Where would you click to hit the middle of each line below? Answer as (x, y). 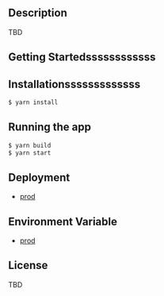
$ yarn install (33, 102)
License (28, 265)
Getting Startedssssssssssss (82, 58)
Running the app (50, 127)
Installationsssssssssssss (74, 84)
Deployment (39, 177)
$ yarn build (30, 145)
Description (38, 13)
